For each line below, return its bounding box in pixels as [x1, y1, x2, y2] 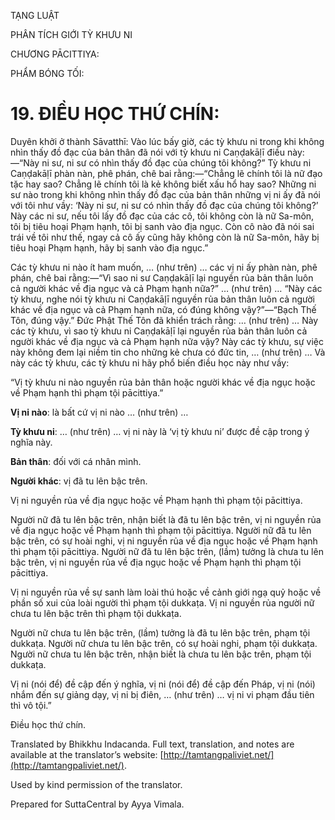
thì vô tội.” [10, 699, 52, 711]
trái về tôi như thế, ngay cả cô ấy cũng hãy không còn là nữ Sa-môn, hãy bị [10, 231, 320, 243]
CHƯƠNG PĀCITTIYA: [10, 48, 100, 60]
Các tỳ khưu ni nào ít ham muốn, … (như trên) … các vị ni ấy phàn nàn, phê [10, 261, 318, 273]
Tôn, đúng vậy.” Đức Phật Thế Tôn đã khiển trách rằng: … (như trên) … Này [10, 314, 319, 326]
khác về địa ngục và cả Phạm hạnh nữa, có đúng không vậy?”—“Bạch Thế [10, 303, 317, 315]
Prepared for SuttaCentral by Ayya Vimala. [10, 798, 185, 810]
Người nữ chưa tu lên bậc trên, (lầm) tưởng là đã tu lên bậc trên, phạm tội [10, 626, 311, 639]
